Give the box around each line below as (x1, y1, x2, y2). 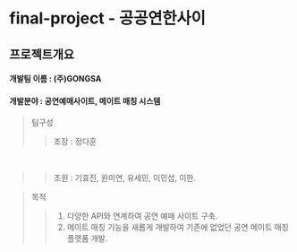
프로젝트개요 (9, 47, 74, 62)
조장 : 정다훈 (53, 136, 97, 147)
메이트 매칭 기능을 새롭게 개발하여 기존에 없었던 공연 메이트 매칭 (66, 222, 289, 233)
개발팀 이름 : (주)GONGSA (9, 74, 102, 84)
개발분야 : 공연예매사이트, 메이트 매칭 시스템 (9, 95, 161, 106)
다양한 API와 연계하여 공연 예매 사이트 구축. (66, 211, 218, 222)
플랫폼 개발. (66, 233, 108, 244)
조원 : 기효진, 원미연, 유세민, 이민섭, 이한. (53, 172, 197, 184)
